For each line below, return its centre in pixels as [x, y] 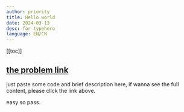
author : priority [28, 12]
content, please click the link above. [51, 90]
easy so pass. [24, 102]
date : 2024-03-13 [28, 23]
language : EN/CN [27, 34]
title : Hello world [31, 17]
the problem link [37, 70]
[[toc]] [14, 51]
